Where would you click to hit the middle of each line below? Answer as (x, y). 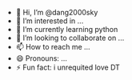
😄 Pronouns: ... (42, 58)
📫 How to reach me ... (53, 47)
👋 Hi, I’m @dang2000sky (57, 12)
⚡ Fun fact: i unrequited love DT (68, 67)
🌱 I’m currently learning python (67, 29)
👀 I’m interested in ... (50, 21)
